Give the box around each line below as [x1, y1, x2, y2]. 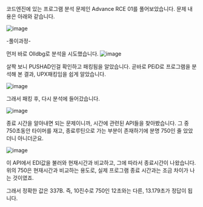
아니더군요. [17, 135, 44, 142]
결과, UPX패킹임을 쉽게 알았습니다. [24, 71, 106, 77]
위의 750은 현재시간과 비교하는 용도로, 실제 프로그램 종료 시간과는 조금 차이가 [6, 167, 189, 174]
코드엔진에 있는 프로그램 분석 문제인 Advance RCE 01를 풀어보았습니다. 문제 [6, 5, 187, 12]
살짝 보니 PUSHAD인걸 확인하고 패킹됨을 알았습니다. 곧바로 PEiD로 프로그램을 [6, 63, 191, 70]
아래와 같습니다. [17, 13, 55, 20]
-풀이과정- [6, 37, 32, 44]
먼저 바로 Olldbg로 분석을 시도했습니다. [6, 50, 99, 57]
